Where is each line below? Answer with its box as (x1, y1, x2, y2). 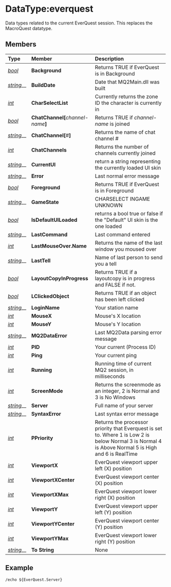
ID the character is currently (95, 99, 162, 106)
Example (5, 564, 34, 572)
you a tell (95, 260, 117, 267)
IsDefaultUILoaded (31, 216, 78, 223)
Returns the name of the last (95, 239, 163, 246)
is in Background (95, 70, 135, 77)
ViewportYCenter (31, 520, 75, 527)
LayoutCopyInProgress (31, 275, 89, 282)
